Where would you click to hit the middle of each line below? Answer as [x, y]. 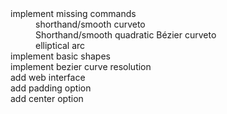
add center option [47, 98]
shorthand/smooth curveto [90, 24]
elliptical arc [60, 45]
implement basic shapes [60, 56]
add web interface [48, 77]
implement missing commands [73, 13]
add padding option [51, 88]
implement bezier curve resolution [81, 66]
